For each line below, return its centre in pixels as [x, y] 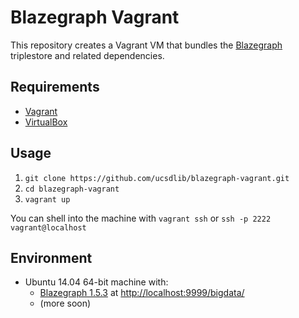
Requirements [55, 87]
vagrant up [47, 199]
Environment [51, 257]
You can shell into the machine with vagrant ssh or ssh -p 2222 [141, 218]
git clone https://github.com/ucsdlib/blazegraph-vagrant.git [157, 178]
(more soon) [65, 303]
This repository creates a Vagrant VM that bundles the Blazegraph [146, 45]
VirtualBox [46, 122]
